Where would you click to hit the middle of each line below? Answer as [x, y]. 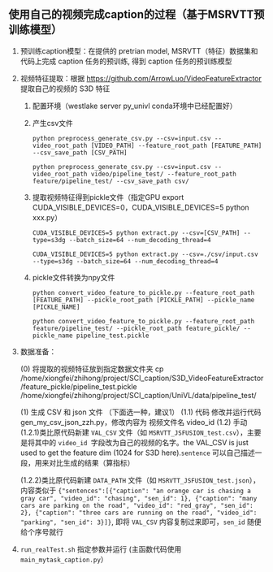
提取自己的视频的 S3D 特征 [65, 89]
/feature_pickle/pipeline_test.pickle [79, 386]
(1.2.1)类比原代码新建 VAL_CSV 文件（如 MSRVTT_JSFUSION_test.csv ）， [134, 432]
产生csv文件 [52, 123]
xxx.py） [47, 217]
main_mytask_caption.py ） [64, 559]
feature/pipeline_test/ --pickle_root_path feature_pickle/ [136, 328]
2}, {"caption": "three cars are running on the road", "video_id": [139, 513]
